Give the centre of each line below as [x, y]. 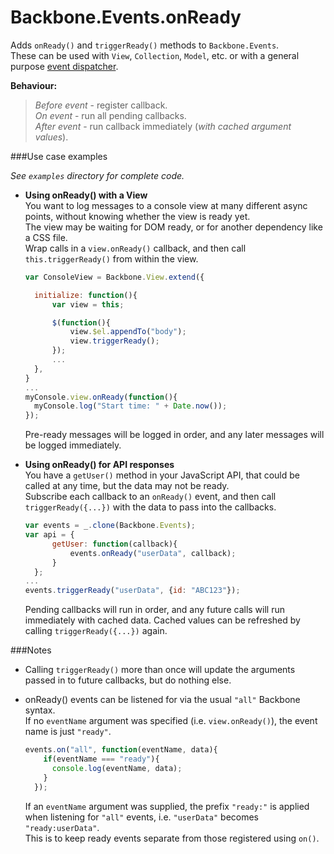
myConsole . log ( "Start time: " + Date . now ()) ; [131, 406]
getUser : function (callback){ [114, 544]
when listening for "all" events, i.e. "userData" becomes [142, 817]
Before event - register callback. [101, 105]
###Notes [31, 650]
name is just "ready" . [68, 732]
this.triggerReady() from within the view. [111, 258]
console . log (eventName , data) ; [117, 768]
